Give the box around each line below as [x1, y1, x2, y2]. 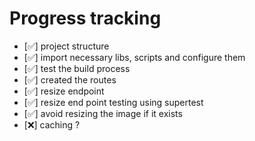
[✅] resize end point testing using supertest [23, 96, 204, 108]
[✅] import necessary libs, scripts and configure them [23, 51, 246, 63]
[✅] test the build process [23, 62, 131, 74]
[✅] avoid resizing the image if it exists [23, 107, 183, 119]
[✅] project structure [23, 40, 110, 52]
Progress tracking [9, 7, 162, 30]
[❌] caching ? [23, 118, 81, 131]
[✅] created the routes [23, 73, 117, 86]
